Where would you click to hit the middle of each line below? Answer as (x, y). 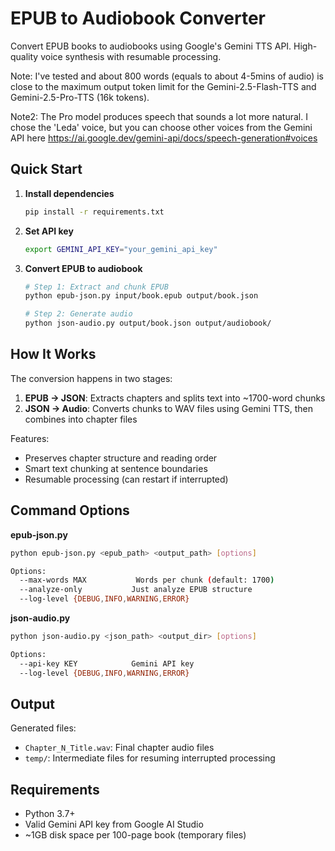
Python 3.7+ (50, 814)
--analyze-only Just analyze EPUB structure (136, 590)
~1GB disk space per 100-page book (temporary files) (135, 835)
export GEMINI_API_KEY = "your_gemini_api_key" (121, 249)
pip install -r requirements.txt (94, 212)
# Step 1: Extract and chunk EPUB (96, 287)
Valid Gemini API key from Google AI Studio (114, 824)
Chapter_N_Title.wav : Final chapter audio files (119, 748)
